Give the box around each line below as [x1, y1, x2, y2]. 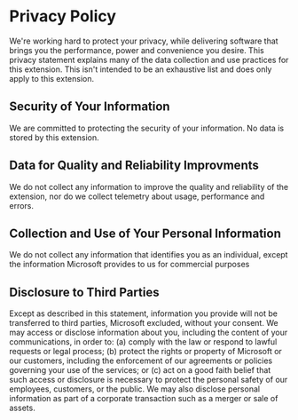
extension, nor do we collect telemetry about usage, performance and [9, 191, 265, 202]
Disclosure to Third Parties [9, 284, 160, 299]
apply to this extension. [9, 73, 95, 83]
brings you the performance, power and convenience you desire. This [9, 44, 264, 55]
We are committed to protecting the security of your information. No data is [9, 123, 285, 133]
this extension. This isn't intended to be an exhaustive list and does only [9, 64, 272, 75]
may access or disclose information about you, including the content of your [9, 327, 288, 338]
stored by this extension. [9, 131, 99, 143]
